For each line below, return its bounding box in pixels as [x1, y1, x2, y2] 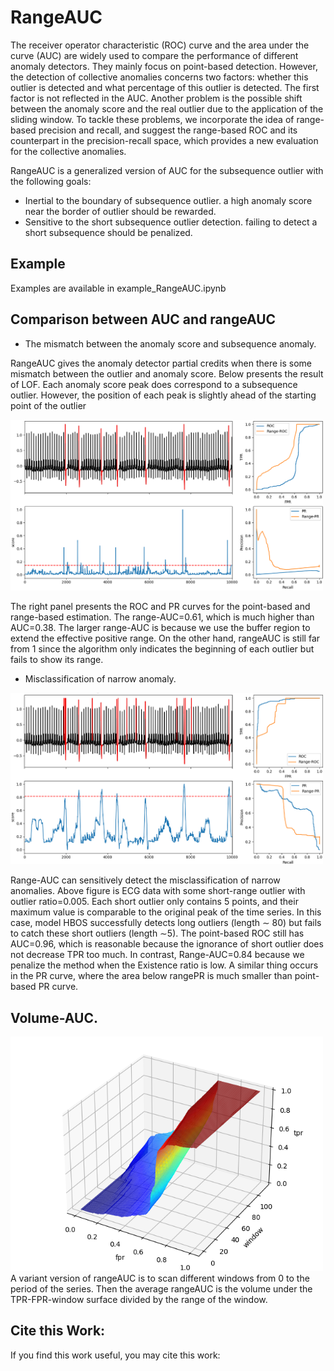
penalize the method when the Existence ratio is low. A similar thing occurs [10, 959, 319, 971]
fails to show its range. [10, 654, 104, 666]
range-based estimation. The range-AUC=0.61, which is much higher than [10, 611, 315, 623]
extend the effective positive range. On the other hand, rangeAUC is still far [10, 632, 321, 645]
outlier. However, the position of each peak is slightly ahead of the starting [10, 389, 317, 401]
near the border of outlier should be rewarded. [24, 205, 217, 217]
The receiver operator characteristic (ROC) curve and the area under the [10, 39, 310, 51]
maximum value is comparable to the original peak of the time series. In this [10, 906, 322, 918]
